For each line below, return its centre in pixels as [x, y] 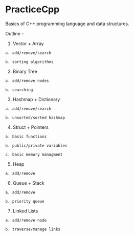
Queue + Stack [28, 183]
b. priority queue [25, 201]
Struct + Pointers [30, 127]
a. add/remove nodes [27, 81]
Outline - [15, 33]
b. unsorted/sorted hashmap [35, 117]
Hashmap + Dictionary [36, 99]
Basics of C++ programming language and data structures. [67, 24]
